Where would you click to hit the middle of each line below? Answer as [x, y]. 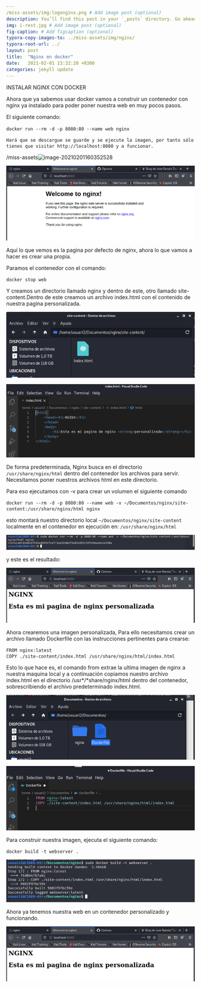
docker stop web [26, 280]
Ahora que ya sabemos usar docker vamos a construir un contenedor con [97, 99]
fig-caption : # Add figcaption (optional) [60, 32]
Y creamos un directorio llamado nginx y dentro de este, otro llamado [92, 291]
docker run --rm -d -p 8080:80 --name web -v [64, 503]
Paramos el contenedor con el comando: [56, 268]
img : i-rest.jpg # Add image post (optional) [64, 25]
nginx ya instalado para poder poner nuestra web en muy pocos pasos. [94, 105]
